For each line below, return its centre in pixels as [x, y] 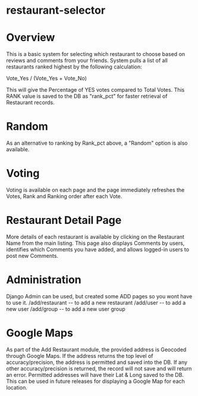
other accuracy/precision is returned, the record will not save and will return [99, 368]
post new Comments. [32, 255]
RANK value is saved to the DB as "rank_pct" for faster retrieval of [87, 96]
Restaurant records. [30, 102]
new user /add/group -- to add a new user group [66, 309]
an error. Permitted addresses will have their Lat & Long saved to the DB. [95, 375]
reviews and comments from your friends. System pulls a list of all [87, 61]
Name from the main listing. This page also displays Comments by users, [95, 243]
